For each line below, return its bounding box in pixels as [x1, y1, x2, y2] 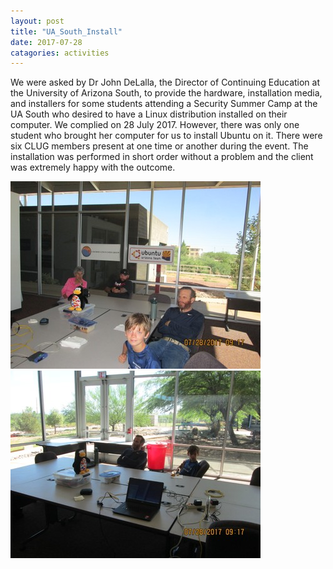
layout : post [10, 16, 65, 26]
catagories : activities [10, 48, 110, 58]
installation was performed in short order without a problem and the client [10, 151, 314, 163]
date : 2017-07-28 [10, 37, 83, 47]
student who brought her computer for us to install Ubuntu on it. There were [10, 130, 323, 142]
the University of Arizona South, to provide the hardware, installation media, [10, 87, 323, 99]
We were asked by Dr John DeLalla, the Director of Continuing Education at [10, 76, 321, 89]
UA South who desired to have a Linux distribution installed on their [10, 108, 288, 120]
